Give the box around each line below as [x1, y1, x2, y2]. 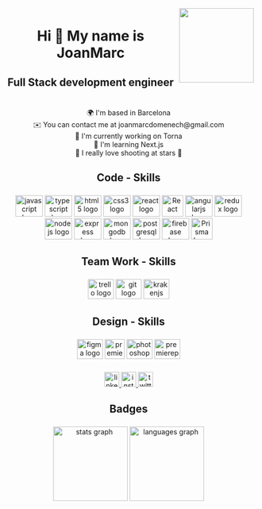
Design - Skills [91, 314, 165, 328]
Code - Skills [96, 171, 161, 185]
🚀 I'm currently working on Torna [75, 131, 183, 141]
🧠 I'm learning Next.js [93, 139, 164, 149]
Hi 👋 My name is [37, 27, 144, 45]
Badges [109, 403, 148, 416]
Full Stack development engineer [7, 75, 174, 89]
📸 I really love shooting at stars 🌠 [75, 148, 183, 157]
